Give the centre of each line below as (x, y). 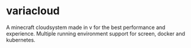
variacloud (33, 11)
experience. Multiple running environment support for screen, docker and (96, 33)
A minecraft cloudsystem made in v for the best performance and (86, 27)
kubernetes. (21, 40)
